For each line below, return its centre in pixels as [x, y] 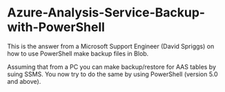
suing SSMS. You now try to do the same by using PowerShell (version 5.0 [113, 74]
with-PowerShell [56, 27]
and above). [24, 81]
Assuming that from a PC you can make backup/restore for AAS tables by [111, 67]
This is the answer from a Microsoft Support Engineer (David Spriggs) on [111, 46]
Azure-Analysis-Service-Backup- [106, 13]
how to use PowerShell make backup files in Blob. [78, 54]
